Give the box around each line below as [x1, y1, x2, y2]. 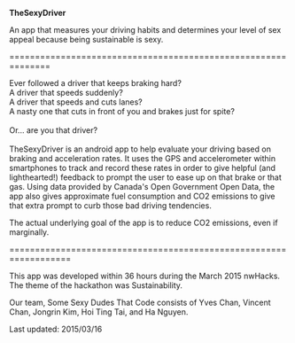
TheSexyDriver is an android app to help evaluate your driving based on [9, 144, 272, 154]
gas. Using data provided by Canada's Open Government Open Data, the [9, 182, 276, 191]
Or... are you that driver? [9, 125, 98, 136]
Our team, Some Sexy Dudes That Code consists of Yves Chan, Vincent [9, 297, 272, 308]
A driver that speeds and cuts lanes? [9, 97, 144, 107]
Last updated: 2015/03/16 [9, 324, 103, 334]
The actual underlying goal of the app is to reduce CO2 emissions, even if [9, 217, 278, 228]
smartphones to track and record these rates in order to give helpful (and [9, 163, 276, 173]
